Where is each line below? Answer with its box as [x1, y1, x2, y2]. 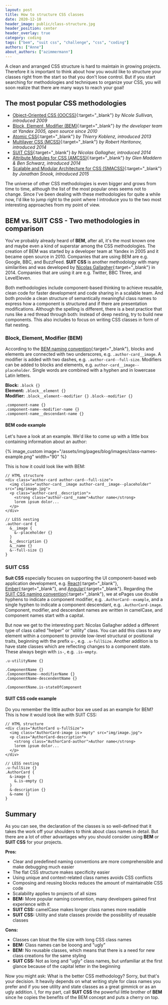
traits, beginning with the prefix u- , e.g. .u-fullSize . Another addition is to [5, 638, 158, 644]
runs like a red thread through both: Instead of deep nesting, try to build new [5, 312, 163, 318]
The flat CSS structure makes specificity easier [12, 869, 110, 875]
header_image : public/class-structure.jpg [5, 21, 95, 27]
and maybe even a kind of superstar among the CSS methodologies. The [5, 243, 155, 249]
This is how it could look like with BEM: [5, 463, 85, 469]
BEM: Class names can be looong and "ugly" [12, 942, 106, 948]
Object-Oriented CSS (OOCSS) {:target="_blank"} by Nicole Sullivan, [12, 112, 153, 118]
